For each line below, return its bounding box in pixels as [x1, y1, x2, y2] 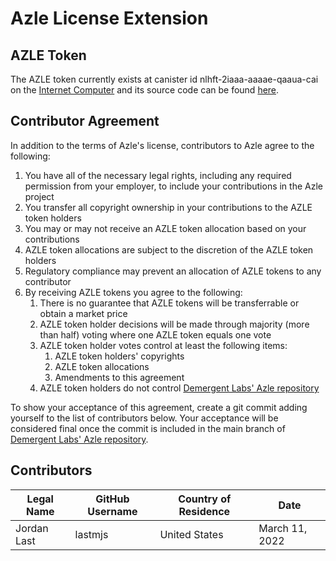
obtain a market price [39, 307, 128, 319]
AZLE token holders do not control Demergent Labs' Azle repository [39, 382, 320, 394]
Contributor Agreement [10, 113, 160, 130]
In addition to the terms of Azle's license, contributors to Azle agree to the [10, 139, 315, 151]
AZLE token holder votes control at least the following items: [39, 339, 288, 351]
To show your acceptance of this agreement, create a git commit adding [10, 401, 308, 413]
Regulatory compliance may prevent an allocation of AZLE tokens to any [24, 265, 322, 277]
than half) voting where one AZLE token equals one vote [39, 328, 272, 341]
